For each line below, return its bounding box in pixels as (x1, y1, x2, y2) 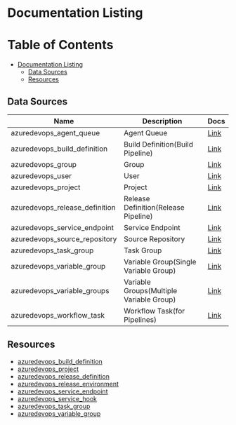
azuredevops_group (11, 159, 77, 169)
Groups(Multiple (124, 285, 178, 295)
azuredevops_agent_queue (11, 128, 100, 137)
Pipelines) (124, 314, 157, 324)
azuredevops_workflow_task (11, 310, 105, 320)
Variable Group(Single (124, 257, 197, 267)
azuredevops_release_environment (17, 379, 119, 388)
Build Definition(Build (124, 139, 193, 149)
